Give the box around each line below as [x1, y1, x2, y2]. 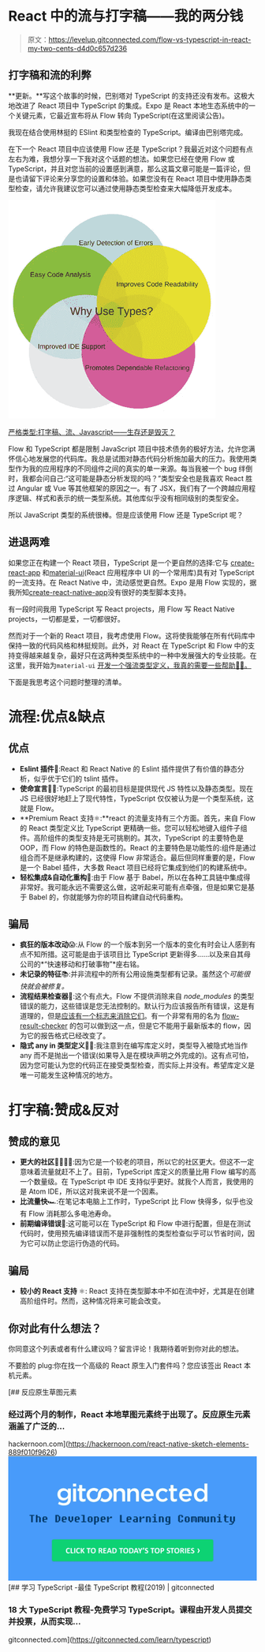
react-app [8, 567, 41, 577]
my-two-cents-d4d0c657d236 [27, 43, 128, 53]
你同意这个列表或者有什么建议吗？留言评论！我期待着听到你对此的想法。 [8, 1344, 243, 1353]
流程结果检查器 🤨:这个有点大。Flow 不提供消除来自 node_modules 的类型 [19, 992, 255, 1001]
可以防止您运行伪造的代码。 [33, 1239, 124, 1248]
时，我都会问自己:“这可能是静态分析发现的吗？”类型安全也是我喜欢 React [8, 473, 244, 483]
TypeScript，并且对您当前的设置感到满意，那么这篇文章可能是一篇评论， [8, 163, 244, 174]
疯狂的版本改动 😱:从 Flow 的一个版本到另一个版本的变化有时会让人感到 [19, 940, 249, 949]
